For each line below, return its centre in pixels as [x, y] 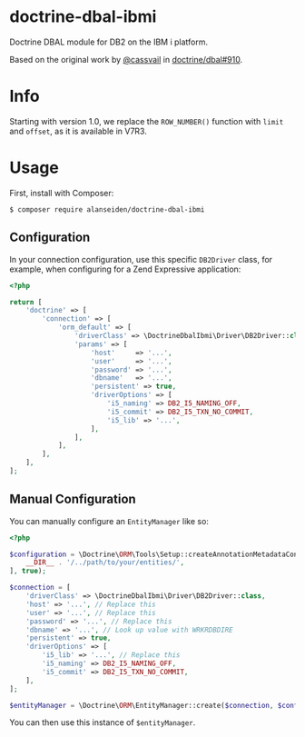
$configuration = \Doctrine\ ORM [70, 554]
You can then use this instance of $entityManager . [103, 722]
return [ [26, 302]
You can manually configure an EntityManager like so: [109, 521]
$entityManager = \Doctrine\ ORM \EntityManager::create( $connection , [142, 705]
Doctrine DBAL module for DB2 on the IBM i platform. [109, 42]
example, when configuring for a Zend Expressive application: [125, 269]
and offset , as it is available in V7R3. [78, 131]
